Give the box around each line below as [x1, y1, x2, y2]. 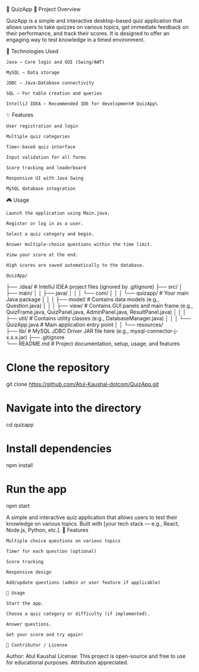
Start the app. [6, 600, 44, 607]
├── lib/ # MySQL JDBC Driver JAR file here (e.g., [6, 327, 129, 335]
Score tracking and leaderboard [6, 165, 86, 171]
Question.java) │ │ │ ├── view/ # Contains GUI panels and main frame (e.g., [6, 302, 193, 309]
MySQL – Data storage [6, 70, 60, 76]
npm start [6, 502, 30, 509]
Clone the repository [6, 361, 110, 374]
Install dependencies [6, 442, 112, 455]
